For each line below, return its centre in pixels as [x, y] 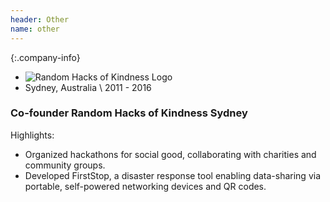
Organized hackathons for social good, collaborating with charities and [170, 154]
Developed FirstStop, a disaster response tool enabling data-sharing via [172, 175]
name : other [35, 29]
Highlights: [32, 135]
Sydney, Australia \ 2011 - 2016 [88, 87]
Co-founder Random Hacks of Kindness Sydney [129, 113]
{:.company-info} [45, 57]
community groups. [65, 165]
